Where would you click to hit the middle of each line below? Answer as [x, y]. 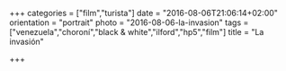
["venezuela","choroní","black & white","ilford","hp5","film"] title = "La [137, 32]
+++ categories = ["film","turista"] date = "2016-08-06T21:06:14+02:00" [144, 13]
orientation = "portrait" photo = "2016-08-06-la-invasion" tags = [129, 22]
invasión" [27, 41]
